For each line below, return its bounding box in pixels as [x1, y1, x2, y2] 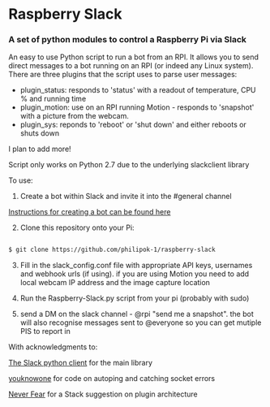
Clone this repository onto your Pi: [19, 223, 135, 232]
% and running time [19, 94, 87, 104]
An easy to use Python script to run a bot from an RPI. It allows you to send [8, 52, 259, 62]
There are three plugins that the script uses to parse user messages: [8, 70, 238, 80]
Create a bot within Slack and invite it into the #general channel [19, 192, 233, 201]
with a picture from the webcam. [19, 111, 130, 121]
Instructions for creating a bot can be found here [8, 207, 171, 217]
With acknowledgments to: [8, 342, 98, 352]
